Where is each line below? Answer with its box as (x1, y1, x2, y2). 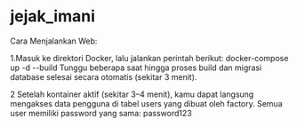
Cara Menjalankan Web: (10, 36, 98, 46)
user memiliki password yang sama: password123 (10, 107, 192, 118)
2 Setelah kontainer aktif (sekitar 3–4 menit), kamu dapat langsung (10, 89, 254, 99)
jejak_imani (10, 6, 96, 27)
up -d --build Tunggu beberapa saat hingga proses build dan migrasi (10, 62, 262, 73)
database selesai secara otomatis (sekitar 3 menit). (10, 71, 197, 82)
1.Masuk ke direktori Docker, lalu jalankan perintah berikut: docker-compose (10, 52, 289, 63)
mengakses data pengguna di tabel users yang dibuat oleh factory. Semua (10, 98, 283, 108)
